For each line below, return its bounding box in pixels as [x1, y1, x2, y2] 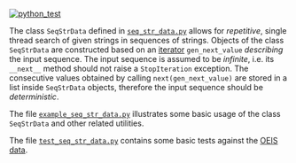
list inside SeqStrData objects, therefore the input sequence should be [9, 82, 264, 92]
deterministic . [9, 91, 59, 102]
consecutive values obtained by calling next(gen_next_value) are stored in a [9, 73, 288, 83]
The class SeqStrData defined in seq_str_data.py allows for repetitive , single [9, 26, 287, 35]
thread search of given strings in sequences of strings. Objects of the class [9, 35, 284, 45]
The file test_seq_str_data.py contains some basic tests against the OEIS [9, 136, 278, 145]
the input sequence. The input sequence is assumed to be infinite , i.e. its [9, 54, 275, 64]
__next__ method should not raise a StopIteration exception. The [9, 63, 249, 74]
